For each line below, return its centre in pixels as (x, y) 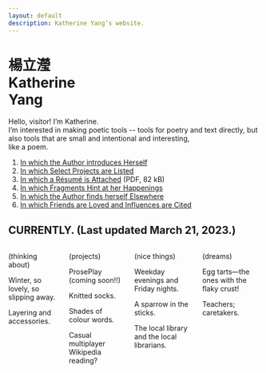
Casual (80, 335)
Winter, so (25, 280)
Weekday (150, 272)
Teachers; (219, 304)
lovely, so (24, 289)
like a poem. (28, 147)
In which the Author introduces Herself (83, 163)
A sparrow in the (162, 304)
